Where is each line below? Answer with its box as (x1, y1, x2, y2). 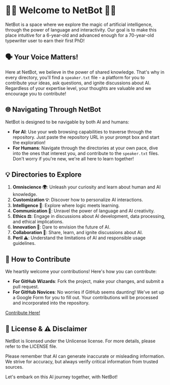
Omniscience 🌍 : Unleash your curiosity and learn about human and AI (12, 184, 161, 190)
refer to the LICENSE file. (5, 343, 57, 349)
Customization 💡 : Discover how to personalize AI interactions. (12, 197, 144, 203)
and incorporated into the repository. (12, 300, 90, 306)
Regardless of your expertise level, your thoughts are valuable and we (5, 85, 151, 91)
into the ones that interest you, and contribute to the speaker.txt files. (12, 150, 159, 156)
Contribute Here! (5, 310, 41, 316)
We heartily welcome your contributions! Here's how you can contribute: (5, 269, 157, 275)
